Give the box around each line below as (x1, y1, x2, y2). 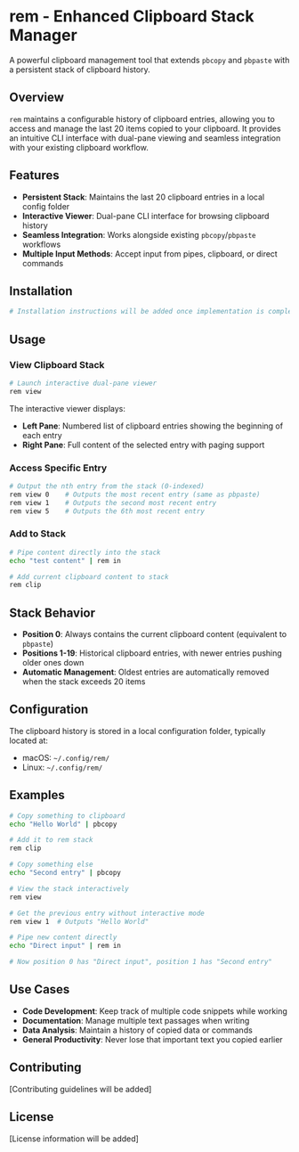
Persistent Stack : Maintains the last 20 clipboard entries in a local (21, 192, 265, 202)
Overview (9, 90, 65, 105)
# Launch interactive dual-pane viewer (9, 379, 158, 388)
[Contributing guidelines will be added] (9, 1083, 152, 1094)
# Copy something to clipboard (9, 811, 125, 821)
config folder (21, 200, 70, 211)
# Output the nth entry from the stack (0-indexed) (9, 481, 205, 491)
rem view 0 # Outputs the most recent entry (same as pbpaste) (9, 490, 261, 499)
